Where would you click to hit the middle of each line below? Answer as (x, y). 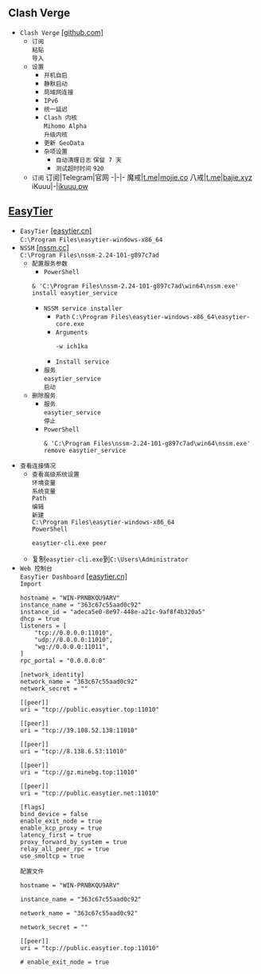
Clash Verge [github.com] (61, 32)
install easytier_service (74, 293)
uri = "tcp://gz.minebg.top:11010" (79, 772)
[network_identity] (52, 674)
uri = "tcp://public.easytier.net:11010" (89, 793)
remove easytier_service (85, 450)
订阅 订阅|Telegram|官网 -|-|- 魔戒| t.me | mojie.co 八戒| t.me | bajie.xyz (142, 177)
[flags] (32, 807)
